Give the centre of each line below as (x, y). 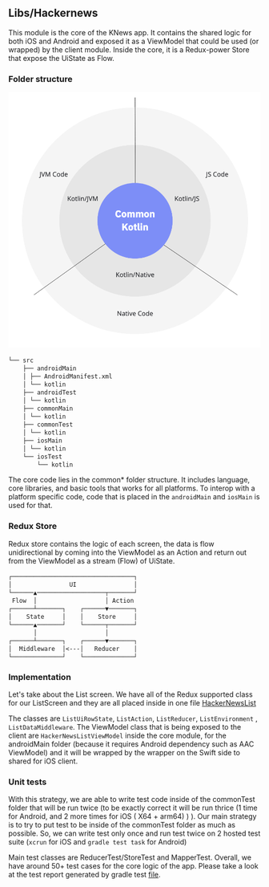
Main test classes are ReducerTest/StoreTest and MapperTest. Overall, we (130, 857)
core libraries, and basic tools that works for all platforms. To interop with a (132, 488)
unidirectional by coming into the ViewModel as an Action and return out (127, 552)
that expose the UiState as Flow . (61, 58)
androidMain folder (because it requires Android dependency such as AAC (131, 744)
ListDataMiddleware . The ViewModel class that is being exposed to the (125, 727)
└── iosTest (42, 457)
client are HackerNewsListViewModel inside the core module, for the (117, 736)
